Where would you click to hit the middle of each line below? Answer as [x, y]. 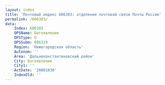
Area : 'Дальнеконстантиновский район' [54, 56]
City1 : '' [24, 65]
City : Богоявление [33, 61]
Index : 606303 [29, 28]
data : [11, 24]
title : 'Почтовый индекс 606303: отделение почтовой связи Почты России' [83, 14]
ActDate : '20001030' [35, 70]
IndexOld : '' [28, 75]
